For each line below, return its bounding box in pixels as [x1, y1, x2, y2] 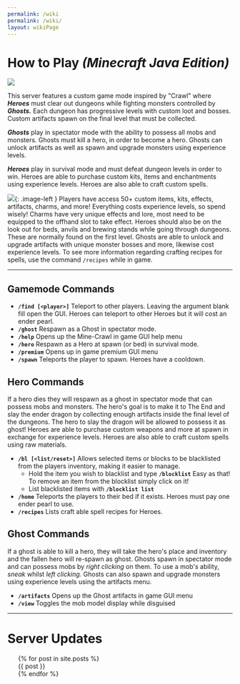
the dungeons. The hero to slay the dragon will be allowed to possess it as [7, 417, 226, 426]
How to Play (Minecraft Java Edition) [7, 54, 230, 71]
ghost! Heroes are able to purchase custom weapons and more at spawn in [7, 425, 229, 433]
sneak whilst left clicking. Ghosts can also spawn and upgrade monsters [7, 570, 221, 578]
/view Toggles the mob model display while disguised [17, 598, 176, 608]
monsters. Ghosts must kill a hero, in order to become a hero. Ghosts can [7, 136, 223, 144]
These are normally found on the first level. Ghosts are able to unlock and [7, 233, 224, 242]
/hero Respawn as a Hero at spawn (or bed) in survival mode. [17, 340, 199, 349]
